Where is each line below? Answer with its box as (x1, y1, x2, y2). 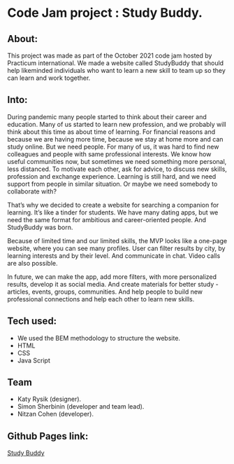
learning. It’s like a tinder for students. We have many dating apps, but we (7, 208, 219, 217)
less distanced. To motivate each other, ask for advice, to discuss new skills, (7, 165, 227, 173)
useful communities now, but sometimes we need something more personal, (7, 157, 227, 165)
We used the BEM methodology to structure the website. (17, 334, 180, 342)
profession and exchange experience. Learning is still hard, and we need (7, 172, 217, 180)
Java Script (17, 356, 50, 364)
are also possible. (7, 259, 58, 267)
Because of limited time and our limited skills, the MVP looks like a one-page (7, 236, 228, 245)
